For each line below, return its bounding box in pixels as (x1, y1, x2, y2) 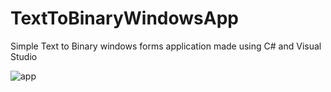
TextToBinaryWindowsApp (10, 7, 239, 30)
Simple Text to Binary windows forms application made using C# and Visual (10, 40, 322, 52)
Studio (10, 50, 38, 62)
